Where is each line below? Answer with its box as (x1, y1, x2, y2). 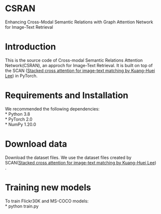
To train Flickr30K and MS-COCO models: (5, 198, 89, 204)
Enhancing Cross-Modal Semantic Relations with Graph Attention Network (5, 19, 154, 25)
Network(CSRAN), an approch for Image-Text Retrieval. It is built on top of (5, 62, 153, 68)
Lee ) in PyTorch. (5, 72, 38, 78)
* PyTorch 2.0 (5, 116, 32, 122)
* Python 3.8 (5, 111, 31, 117)
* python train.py (5, 203, 39, 209)
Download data (5, 139, 67, 149)
